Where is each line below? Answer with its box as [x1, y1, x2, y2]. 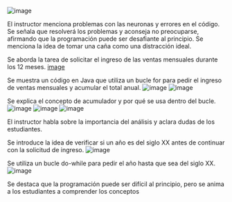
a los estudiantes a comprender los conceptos [7, 187, 140, 195]
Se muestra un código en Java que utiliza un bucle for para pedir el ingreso [7, 76, 222, 84]
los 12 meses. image [7, 63, 65, 71]
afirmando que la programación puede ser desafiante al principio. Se [7, 35, 204, 43]
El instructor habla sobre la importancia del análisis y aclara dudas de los [7, 118, 215, 126]
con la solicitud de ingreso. [7, 146, 84, 154]
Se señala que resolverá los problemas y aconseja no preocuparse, [7, 28, 199, 35]
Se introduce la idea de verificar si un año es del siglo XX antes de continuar [7, 138, 225, 147]
